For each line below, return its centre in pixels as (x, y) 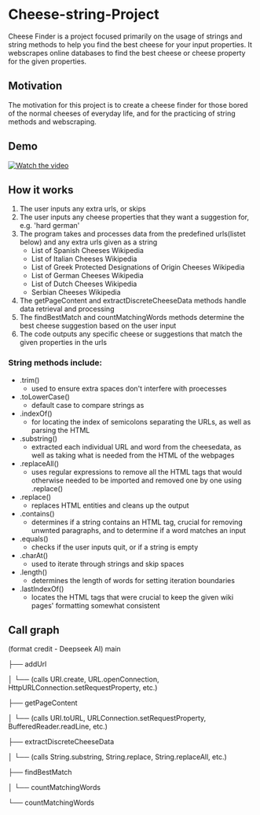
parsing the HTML (60, 430)
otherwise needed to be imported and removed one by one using (136, 480)
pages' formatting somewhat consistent (95, 605)
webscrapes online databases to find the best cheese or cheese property (127, 53)
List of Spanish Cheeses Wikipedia (87, 251)
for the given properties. (48, 61)
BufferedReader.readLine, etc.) (58, 727)
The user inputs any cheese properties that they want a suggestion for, (134, 217)
